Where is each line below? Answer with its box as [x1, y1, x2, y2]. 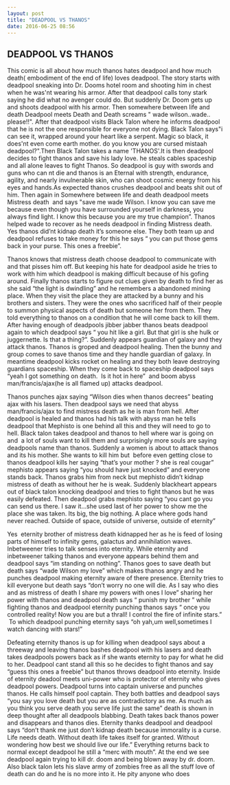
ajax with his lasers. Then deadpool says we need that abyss [7, 400, 179, 408]
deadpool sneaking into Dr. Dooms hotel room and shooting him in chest [7, 81, 211, 89]
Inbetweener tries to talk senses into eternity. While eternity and [7, 544, 189, 553]
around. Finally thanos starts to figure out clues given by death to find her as [7, 277, 224, 285]
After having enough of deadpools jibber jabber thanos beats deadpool [7, 321, 208, 329]
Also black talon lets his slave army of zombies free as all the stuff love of [7, 762, 215, 771]
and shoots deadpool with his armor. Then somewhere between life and [7, 103, 211, 111]
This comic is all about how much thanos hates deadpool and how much [7, 67, 211, 75]
